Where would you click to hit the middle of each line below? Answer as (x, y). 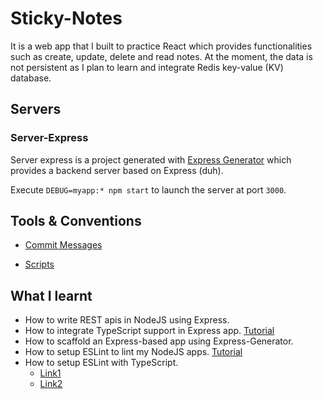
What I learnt (51, 295)
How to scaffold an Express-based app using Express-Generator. (159, 341)
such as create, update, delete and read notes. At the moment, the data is (161, 56)
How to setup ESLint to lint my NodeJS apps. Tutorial (133, 352)
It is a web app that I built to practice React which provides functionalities (161, 46)
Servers (36, 109)
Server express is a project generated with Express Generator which (151, 159)
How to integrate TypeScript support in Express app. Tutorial (149, 331)
